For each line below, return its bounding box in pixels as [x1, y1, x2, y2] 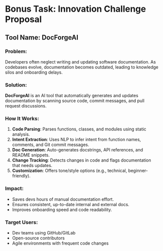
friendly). [12, 173, 31, 179]
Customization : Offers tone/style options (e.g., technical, [12, 167, 127, 174]
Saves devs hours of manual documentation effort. [12, 196, 114, 202]
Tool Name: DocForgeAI [5, 33, 79, 42]
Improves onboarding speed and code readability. [12, 207, 112, 212]
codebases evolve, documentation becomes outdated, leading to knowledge [5, 64, 159, 70]
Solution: [5, 82, 27, 88]
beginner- [128, 167, 148, 174]
